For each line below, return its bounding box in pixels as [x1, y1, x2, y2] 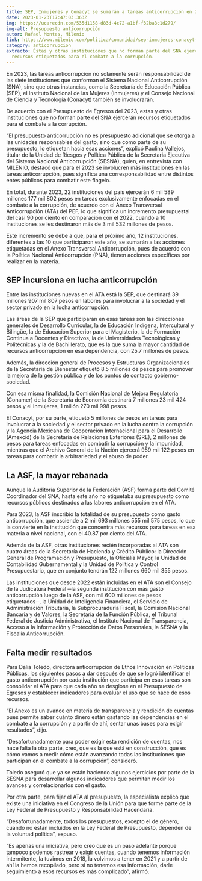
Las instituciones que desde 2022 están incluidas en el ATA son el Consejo [6, 579, 192, 586]
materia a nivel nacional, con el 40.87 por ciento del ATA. [6, 530, 147, 537]
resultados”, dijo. [6, 726, 48, 733]
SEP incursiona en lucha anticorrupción [6, 275, 158, 285]
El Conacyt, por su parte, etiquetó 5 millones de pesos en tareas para [6, 414, 178, 422]
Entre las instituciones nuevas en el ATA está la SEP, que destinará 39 [6, 291, 179, 298]
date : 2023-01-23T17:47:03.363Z [6, 14, 87, 20]
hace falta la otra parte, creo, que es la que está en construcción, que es [6, 744, 186, 752]
